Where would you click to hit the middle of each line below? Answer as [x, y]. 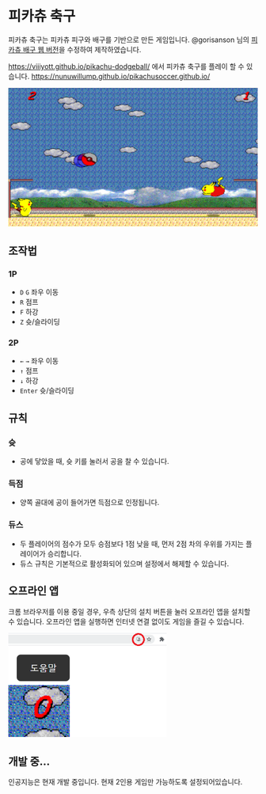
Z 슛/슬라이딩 [40, 322]
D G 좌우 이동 [39, 292]
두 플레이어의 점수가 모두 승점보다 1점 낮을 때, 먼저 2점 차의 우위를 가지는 [131, 544]
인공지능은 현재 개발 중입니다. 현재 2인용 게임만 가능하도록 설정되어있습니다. [125, 782]
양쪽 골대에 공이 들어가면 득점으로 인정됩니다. [89, 503]
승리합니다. [64, 553]
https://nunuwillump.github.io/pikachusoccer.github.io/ [121, 76]
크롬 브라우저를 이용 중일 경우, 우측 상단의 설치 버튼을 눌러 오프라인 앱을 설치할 [129, 611]
